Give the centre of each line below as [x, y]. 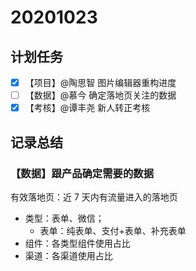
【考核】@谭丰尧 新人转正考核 [87, 108]
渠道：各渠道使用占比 [68, 255]
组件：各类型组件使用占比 [77, 243]
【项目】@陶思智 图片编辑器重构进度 [100, 82]
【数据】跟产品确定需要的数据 [82, 173]
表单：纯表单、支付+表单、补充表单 [113, 230]
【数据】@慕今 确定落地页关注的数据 [100, 95]
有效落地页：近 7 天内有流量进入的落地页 [94, 197]
